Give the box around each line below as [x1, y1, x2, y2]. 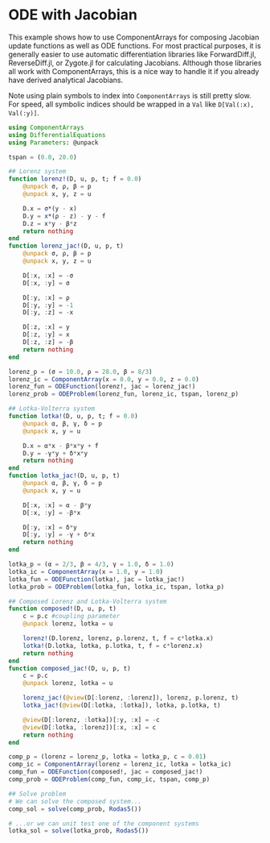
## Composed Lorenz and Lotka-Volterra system [8, 597, 167, 605]
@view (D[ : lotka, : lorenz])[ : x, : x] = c [22, 723, 157, 731]
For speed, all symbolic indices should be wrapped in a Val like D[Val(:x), [8, 99, 255, 109]
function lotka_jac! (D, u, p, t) [8, 471, 121, 480]
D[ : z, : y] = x [22, 330, 70, 339]
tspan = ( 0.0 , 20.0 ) [8, 153, 78, 161]
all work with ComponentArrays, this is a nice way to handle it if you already [8, 66, 260, 76]
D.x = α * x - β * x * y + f [22, 442, 99, 450]
